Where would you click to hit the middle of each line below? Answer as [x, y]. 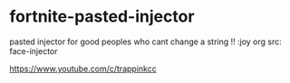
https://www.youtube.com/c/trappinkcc [83, 69]
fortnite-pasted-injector [102, 17]
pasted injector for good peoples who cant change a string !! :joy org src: [146, 41]
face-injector [34, 51]
